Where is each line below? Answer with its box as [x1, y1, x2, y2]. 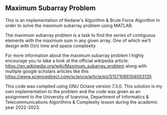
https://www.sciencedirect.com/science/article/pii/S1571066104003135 [5, 73, 152, 79]
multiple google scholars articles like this [5, 68, 89, 74]
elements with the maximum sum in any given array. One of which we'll [5, 37, 151, 43]
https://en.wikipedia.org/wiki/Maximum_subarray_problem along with [5, 63, 147, 69]
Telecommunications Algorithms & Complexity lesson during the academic [5, 99, 158, 105]
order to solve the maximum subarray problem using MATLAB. [5, 22, 133, 28]
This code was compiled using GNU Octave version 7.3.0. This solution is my [5, 83, 163, 89]
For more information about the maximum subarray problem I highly [5, 52, 144, 58]
